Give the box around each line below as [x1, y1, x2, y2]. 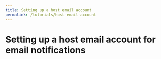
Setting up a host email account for [5, 34, 156, 45]
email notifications [5, 44, 86, 56]
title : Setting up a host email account [5, 7, 92, 13]
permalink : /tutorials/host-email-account [5, 12, 96, 17]
